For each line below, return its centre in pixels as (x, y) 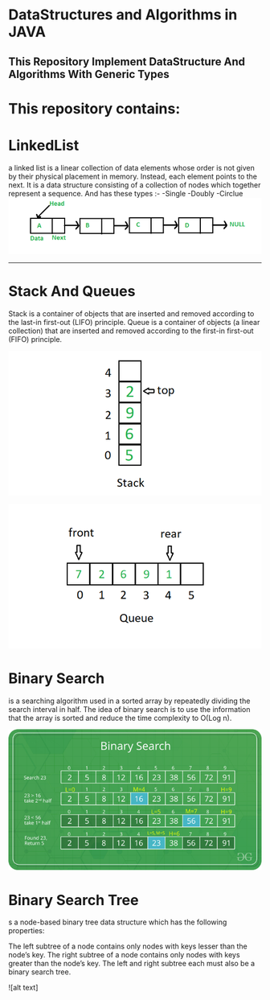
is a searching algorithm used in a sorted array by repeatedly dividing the (129, 701)
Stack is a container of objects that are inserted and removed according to (131, 313)
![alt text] (23, 988)
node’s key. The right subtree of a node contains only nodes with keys (124, 955)
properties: (27, 931)
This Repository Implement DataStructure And (127, 62)
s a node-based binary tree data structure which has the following (118, 922)
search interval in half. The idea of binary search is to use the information (129, 709)
